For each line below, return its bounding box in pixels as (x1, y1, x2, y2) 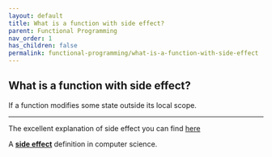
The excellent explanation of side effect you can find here (8, 123, 201, 133)
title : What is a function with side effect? (8, 19, 164, 27)
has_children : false (8, 42, 79, 50)
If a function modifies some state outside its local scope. (8, 100, 197, 109)
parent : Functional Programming (8, 27, 117, 35)
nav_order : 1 (8, 34, 53, 43)
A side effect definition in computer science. (8, 138, 158, 149)
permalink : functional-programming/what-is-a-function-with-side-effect (8, 49, 259, 57)
